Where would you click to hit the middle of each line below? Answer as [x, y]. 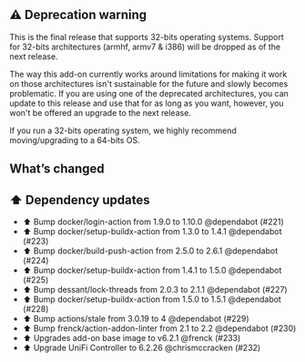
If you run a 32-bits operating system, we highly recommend [123, 130]
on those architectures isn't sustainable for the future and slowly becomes [149, 83]
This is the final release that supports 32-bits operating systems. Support [147, 36]
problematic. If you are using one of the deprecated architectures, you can [149, 93]
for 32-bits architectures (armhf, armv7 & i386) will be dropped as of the [145, 47]
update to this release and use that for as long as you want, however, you [147, 103]
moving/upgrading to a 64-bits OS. [75, 140]
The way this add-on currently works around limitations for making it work [148, 74]
